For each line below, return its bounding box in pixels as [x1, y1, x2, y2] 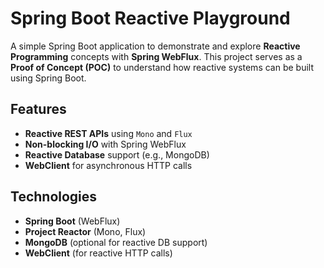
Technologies [10, 188, 98, 206]
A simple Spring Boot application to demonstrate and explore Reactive [10, 40, 301, 52]
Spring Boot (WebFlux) [24, 215, 121, 227]
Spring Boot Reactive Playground [10, 7, 291, 30]
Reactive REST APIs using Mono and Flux [24, 127, 193, 139]
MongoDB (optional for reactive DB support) [24, 236, 208, 248]
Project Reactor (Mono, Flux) [24, 225, 147, 237]
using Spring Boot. [10, 72, 87, 84]
